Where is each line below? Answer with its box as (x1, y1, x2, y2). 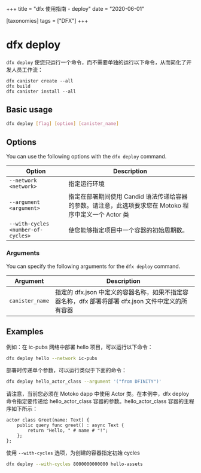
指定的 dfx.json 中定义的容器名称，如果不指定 (54, 288, 183, 296)
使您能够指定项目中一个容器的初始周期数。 (68, 226, 188, 234)
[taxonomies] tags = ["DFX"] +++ (6, 17, 89, 24)
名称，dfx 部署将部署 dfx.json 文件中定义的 (60, 297, 181, 305)
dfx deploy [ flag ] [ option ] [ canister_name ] (6, 120, 119, 127)
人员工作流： (11, 66, 43, 73)
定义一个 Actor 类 (80, 210, 129, 219)
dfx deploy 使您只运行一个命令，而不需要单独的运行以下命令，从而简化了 (6, 59, 187, 66)
